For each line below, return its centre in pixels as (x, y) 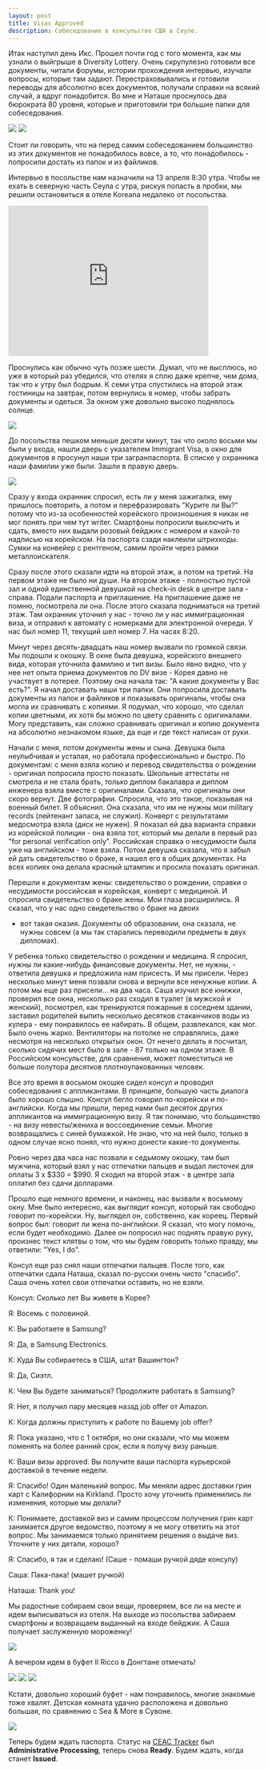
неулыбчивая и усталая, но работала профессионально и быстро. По (127, 756)
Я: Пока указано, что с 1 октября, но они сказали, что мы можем (119, 1438)
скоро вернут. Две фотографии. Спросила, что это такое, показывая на (131, 799)
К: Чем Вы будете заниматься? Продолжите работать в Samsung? (122, 1391)
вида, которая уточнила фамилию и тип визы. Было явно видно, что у (127, 664)
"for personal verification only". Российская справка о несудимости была (132, 842)
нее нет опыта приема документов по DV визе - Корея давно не (118, 673)
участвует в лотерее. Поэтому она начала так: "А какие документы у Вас (134, 681)
